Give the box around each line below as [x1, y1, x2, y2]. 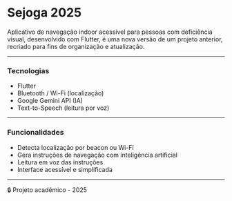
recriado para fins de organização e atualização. [7, 42, 145, 50]
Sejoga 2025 [7, 5, 81, 21]
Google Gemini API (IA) [17, 97, 83, 105]
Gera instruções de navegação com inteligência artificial [17, 151, 178, 159]
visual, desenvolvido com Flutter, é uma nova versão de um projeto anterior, [7, 35, 223, 43]
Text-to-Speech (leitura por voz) [17, 104, 110, 112]
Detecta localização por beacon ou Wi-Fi [17, 143, 134, 151]
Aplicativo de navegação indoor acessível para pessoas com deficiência [7, 28, 213, 36]
